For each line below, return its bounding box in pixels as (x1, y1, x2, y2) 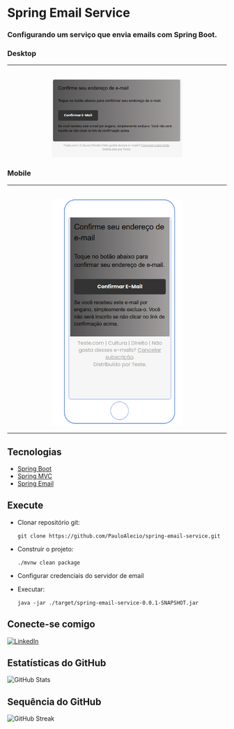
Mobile (7, 168, 31, 178)
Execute (7, 500, 44, 512)
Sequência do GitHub (7, 695, 102, 707)
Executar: (17, 585, 45, 593)
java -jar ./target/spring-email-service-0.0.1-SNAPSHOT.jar (17, 599, 199, 606)
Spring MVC (17, 472, 53, 480)
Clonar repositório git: (17, 518, 80, 526)
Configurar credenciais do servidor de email (17, 571, 144, 579)
